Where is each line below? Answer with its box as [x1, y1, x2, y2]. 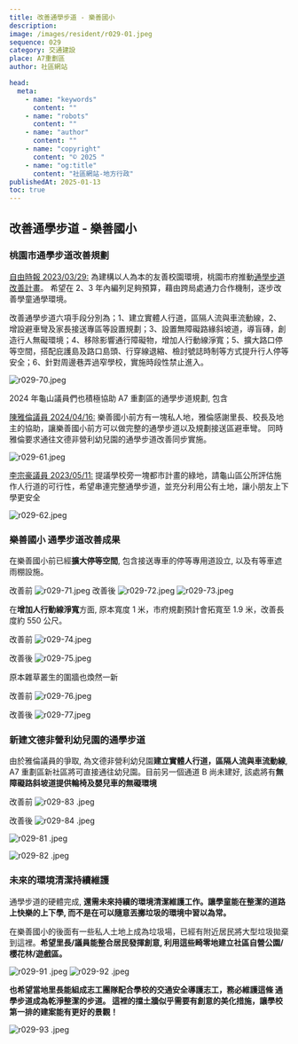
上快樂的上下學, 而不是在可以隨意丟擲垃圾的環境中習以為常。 [9, 907, 231, 918]
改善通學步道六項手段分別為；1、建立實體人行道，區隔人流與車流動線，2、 [9, 312, 282, 323]
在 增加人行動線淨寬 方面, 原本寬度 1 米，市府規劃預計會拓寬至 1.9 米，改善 [9, 604, 277, 615]
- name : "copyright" [25, 145, 101, 153]
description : [9, 21, 58, 30]
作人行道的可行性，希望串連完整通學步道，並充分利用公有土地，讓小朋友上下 [9, 481, 289, 491]
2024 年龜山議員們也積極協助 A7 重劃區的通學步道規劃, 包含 [9, 392, 229, 404]
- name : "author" [25, 128, 90, 137]
